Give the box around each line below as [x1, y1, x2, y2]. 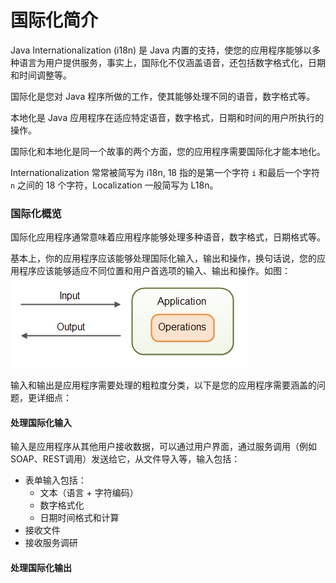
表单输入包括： [24, 474, 87, 486]
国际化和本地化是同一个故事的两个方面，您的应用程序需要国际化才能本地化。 [10, 145, 326, 157]
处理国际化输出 [10, 562, 72, 574]
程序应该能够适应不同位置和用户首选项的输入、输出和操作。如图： [18, 265, 291, 277]
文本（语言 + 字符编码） [39, 487, 139, 499]
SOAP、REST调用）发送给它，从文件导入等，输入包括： [10, 453, 241, 465]
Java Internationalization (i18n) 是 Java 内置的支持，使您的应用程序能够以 [10, 44, 313, 56]
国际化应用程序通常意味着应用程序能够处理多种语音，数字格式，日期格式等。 [10, 231, 326, 243]
